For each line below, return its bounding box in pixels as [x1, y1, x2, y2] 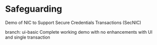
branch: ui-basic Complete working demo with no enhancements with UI [5, 29, 153, 35]
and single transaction [5, 34, 50, 40]
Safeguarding [5, 3, 63, 15]
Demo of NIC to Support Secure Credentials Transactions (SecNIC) [5, 20, 142, 25]
